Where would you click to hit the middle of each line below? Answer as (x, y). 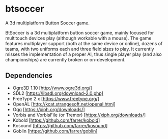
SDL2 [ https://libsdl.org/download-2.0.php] (58, 93)
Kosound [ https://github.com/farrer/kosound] (60, 125)
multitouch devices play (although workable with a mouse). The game (78, 38)
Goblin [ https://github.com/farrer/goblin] (55, 131)
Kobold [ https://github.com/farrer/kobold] (56, 120)
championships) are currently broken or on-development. (65, 59)
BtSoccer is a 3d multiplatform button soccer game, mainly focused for (80, 32)
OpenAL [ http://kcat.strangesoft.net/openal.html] (64, 104)
